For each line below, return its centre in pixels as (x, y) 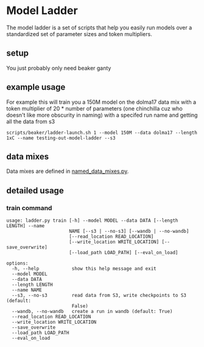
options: (17, 263)
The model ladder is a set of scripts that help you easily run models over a (99, 27)
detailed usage (35, 190)
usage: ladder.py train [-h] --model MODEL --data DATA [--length (92, 221)
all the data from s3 (31, 121)
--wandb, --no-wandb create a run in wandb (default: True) (92, 312)
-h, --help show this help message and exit (84, 269)
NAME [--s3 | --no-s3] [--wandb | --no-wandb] (129, 232)
